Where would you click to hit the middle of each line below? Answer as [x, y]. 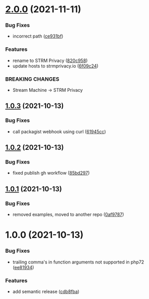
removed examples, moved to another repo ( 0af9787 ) [68, 215]
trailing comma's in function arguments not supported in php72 [78, 262]
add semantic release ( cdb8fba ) [46, 291]
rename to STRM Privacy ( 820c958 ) [50, 60]
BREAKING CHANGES [32, 79]
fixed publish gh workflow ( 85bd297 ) [51, 173]
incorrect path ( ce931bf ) [38, 36]
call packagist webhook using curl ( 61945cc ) [59, 131]
